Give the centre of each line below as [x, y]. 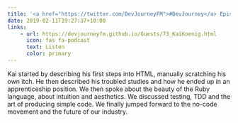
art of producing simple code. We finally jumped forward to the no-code [112, 104]
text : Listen [45, 47]
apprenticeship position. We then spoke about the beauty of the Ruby [109, 89]
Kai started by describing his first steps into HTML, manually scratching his [117, 74]
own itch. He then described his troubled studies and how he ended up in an [119, 81]
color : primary [49, 54]
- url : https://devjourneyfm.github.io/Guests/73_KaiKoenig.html [119, 34]
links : [17, 27]
